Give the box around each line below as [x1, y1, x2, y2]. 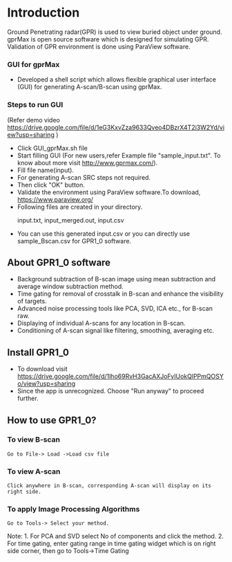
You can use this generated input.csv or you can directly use [17, 230, 190, 238]
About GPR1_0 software [7, 256, 111, 268]
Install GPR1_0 [7, 346, 69, 358]
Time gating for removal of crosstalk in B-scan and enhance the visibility [17, 290, 224, 298]
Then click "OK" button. [17, 180, 85, 189]
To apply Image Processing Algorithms [7, 505, 140, 514]
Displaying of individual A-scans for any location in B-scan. [17, 319, 186, 328]
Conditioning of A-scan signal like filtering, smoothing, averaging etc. [17, 326, 215, 335]
